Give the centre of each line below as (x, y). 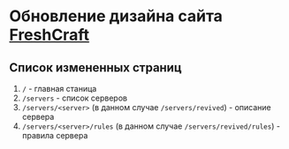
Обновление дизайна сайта (116, 16)
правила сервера (55, 135)
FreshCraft (49, 35)
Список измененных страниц (95, 67)
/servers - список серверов (75, 98)
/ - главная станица (59, 89)
